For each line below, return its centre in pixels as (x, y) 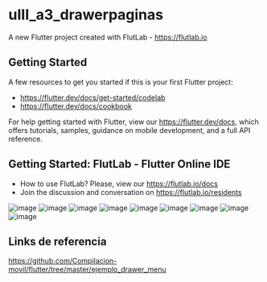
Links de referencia (58, 241)
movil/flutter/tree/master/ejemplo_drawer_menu (87, 270)
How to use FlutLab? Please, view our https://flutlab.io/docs (119, 184)
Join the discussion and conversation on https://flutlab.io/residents (131, 192)
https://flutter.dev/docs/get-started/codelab (92, 97)
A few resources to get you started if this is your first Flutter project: (121, 81)
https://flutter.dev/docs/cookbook (76, 106)
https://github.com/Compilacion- (63, 261)
